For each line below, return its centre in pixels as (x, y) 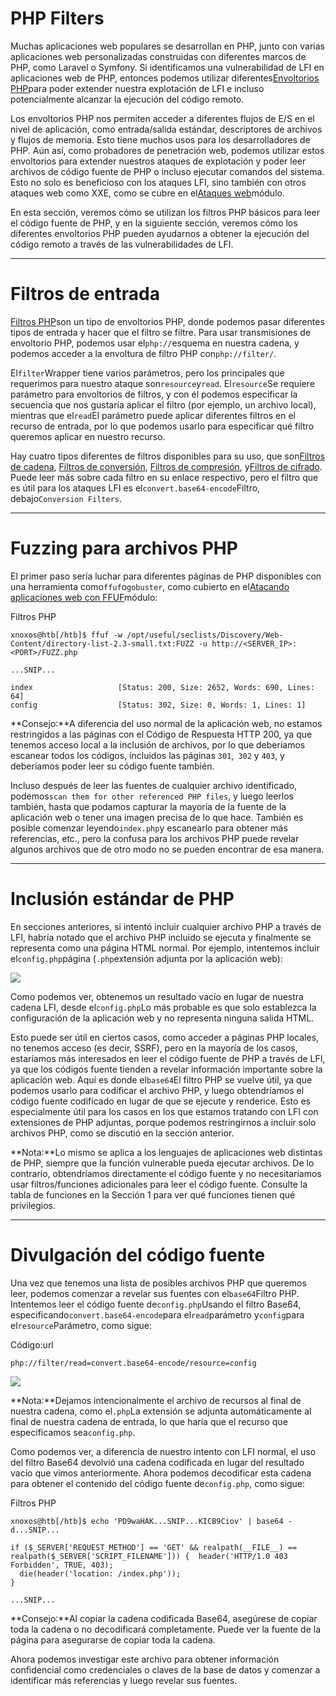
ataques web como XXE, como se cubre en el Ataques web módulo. (147, 193)
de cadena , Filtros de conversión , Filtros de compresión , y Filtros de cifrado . (166, 466)
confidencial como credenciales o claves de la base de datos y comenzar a (165, 1669)
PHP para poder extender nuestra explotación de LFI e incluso (137, 88)
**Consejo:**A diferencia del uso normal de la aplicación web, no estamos (166, 723)
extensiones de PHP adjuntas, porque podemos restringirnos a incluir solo (163, 1122)
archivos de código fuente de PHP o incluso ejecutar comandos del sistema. (167, 171)
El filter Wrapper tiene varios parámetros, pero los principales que (147, 373)
